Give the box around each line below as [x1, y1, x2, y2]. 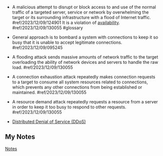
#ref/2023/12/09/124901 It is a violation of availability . [12, 19, 121, 25]
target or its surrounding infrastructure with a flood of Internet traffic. [12, 15, 151, 20]
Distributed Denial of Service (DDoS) [12, 119, 86, 124]
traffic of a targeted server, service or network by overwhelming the [12, 9, 149, 15]
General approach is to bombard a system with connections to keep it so [12, 34, 159, 40]
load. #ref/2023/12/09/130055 [12, 64, 73, 70]
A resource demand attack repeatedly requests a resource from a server [12, 99, 158, 104]
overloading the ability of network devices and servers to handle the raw [12, 59, 159, 65]
